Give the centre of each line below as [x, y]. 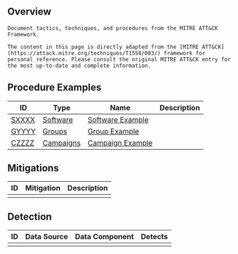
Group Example [114, 131]
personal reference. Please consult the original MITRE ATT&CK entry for [119, 59]
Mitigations [33, 168]
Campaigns [62, 143]
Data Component [104, 237]
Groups [55, 131]
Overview [30, 12]
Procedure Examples [55, 87]
